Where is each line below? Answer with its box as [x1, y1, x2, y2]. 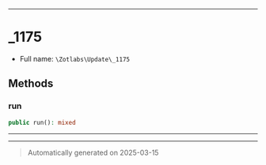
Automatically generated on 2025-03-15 [27, 148, 159, 157]
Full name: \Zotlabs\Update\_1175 [19, 54, 131, 63]
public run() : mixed [8, 118, 77, 126]
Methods [8, 77, 54, 91]
